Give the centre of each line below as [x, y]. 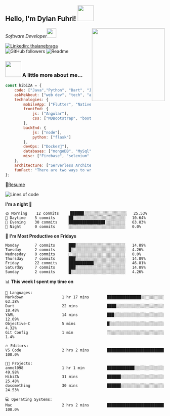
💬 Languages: [19, 293]
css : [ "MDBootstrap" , [55, 119]
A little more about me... [52, 75]
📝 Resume [15, 184]
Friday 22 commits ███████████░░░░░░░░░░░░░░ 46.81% [75, 263]
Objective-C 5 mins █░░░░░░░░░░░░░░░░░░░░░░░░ [85, 323]
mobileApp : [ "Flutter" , [48, 104]
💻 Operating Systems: [29, 399]
